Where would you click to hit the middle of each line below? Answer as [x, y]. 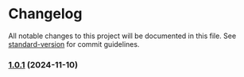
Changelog [45, 14]
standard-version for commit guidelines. [74, 44]
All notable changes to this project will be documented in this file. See [122, 36]
